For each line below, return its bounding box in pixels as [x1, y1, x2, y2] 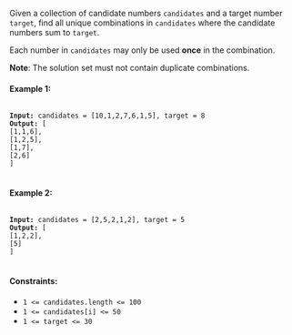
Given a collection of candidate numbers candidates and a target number [9, 8, 283, 18]
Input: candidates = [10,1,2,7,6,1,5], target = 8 [9, 111, 206, 121]
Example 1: [9, 83, 52, 94]
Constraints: [9, 276, 58, 286]
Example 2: [9, 187, 53, 198]
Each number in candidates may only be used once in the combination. [9, 45, 276, 56]
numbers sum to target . [9, 27, 100, 37]
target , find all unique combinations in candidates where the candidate [9, 17, 276, 28]
